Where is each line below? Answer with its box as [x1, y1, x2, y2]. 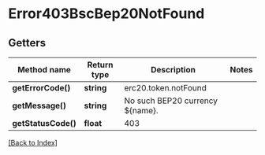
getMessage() [12, 100, 67, 111]
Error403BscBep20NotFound [8, 5, 205, 23]
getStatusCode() [12, 118, 77, 128]
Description [151, 65, 196, 75]
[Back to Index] [8, 138, 58, 147]
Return [87, 60, 114, 70]
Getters [8, 36, 47, 50]
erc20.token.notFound [124, 83, 207, 93]
